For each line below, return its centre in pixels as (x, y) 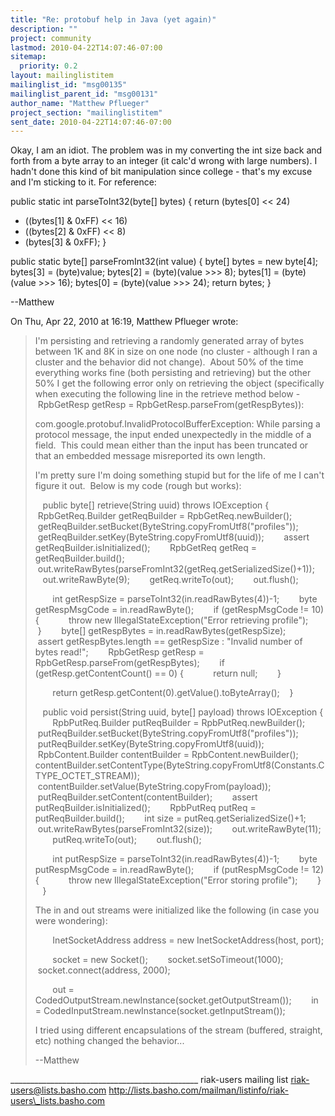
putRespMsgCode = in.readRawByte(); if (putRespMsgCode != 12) (179, 870)
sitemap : (28, 57)
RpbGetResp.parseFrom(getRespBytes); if (129, 663)
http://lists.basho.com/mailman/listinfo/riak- (198, 1090)
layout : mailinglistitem (62, 76)
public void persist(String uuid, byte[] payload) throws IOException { (183, 712)
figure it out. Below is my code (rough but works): (138, 486)
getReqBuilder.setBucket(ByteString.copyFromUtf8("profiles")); (168, 527)
